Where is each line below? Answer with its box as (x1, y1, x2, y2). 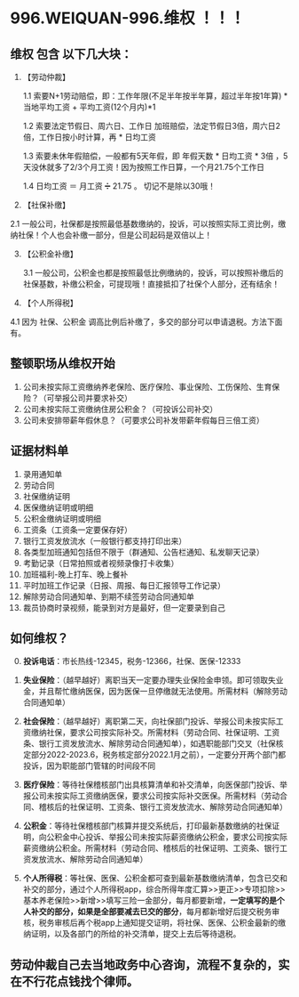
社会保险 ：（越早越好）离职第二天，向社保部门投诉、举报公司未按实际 (22, 716, 276, 726)
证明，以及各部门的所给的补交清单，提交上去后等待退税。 (30, 928, 241, 939)
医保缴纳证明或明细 (22, 502, 94, 513)
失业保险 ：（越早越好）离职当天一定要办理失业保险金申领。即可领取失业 (22, 675, 284, 685)
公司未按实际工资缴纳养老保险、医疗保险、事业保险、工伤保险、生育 (22, 381, 272, 392)
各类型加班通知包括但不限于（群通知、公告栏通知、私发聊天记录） (22, 547, 264, 557)
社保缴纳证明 (22, 490, 70, 501)
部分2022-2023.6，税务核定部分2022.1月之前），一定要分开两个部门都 (30, 750, 287, 760)
